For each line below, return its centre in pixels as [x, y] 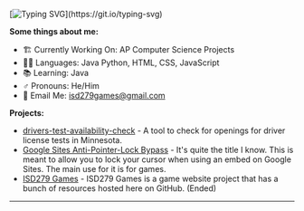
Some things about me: [54, 31]
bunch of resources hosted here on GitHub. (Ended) [119, 188]
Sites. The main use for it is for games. [94, 169]
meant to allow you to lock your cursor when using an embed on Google [157, 159]
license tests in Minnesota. [72, 140]
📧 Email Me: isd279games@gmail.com [94, 96]
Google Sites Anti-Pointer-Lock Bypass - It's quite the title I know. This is [158, 150]
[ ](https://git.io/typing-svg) [86, 14]
